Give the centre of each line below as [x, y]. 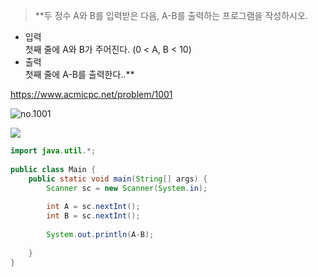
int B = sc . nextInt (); [93, 216]
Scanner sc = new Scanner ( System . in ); [127, 188]
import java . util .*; [53, 151]
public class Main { [53, 169]
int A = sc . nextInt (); [93, 207]
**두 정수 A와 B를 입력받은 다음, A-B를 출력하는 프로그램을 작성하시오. [171, 15]
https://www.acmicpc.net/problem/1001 [91, 94]
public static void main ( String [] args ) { [118, 179]
